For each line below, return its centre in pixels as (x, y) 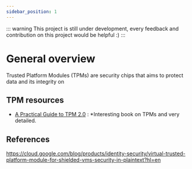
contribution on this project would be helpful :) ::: (66, 35)
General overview (51, 58)
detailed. (26, 121)
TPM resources (35, 100)
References (28, 139)
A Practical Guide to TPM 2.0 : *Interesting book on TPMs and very (97, 114)
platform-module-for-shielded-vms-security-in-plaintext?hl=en (84, 160)
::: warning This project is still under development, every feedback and (93, 28)
